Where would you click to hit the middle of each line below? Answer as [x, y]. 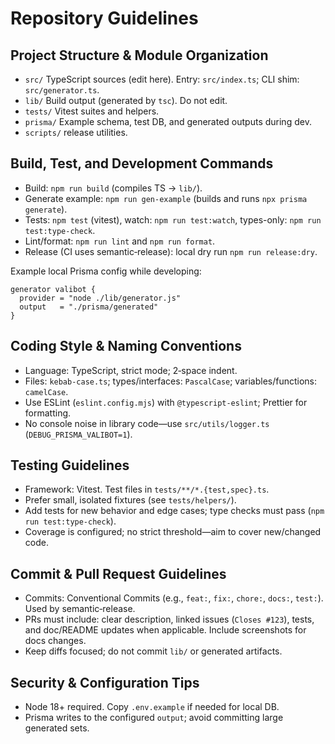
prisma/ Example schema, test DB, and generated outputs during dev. [168, 121]
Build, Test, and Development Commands [142, 163]
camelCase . [46, 391]
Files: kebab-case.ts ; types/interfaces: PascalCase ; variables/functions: [171, 381]
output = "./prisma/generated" [89, 307]
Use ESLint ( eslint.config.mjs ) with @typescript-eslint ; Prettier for [166, 402]
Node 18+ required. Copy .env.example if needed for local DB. [152, 707]
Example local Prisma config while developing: [106, 271]
